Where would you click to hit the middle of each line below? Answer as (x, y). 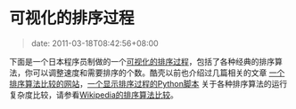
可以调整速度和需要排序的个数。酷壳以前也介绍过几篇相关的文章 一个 (159, 73)
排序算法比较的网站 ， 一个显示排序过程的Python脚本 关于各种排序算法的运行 (148, 83)
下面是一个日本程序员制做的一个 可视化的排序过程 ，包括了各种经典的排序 (142, 61)
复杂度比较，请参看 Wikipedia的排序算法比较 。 (94, 95)
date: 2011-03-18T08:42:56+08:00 (95, 43)
